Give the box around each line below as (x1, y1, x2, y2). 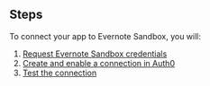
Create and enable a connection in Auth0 (22, 57, 176, 68)
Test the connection (22, 67, 97, 78)
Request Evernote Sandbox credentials (22, 48, 168, 59)
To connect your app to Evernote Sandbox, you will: (9, 30, 201, 41)
